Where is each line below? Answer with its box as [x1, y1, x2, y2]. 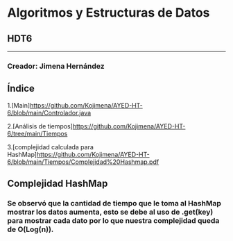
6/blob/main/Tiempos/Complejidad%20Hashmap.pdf [7, 158, 159, 166]
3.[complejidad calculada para [7, 142, 94, 151]
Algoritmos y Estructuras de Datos [7, 5, 210, 21]
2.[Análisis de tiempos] [7, 122, 73, 130]
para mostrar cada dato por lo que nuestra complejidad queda [7, 216, 220, 226]
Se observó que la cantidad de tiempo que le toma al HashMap [7, 199, 222, 208]
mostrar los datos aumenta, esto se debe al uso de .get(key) [7, 207, 214, 217]
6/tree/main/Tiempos [7, 129, 68, 138]
